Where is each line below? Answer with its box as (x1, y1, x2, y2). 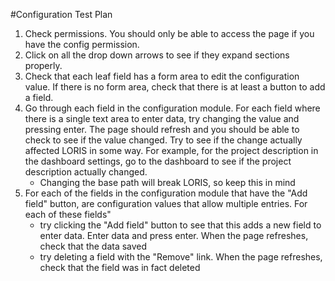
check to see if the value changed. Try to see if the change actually (24, 134, 303, 146)
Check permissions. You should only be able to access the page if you (24, 28, 315, 39)
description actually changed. (24, 166, 148, 178)
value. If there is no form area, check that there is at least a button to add (24, 81, 326, 93)
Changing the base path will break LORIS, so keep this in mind (39, 177, 296, 188)
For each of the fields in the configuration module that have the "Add (24, 187, 308, 199)
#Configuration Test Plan (10, 9, 113, 20)
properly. (24, 60, 63, 71)
